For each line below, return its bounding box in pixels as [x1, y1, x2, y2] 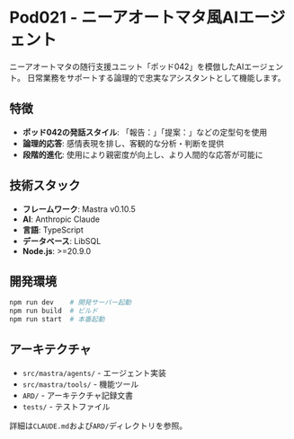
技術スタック [9, 178, 81, 193]
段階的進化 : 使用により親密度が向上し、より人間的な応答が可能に [22, 149, 263, 160]
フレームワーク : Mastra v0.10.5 [22, 203, 137, 215]
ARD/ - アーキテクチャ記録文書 [22, 390, 133, 400]
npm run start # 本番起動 [9, 315, 105, 324]
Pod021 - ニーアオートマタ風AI [9, 7, 239, 28]
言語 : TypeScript [22, 224, 84, 235]
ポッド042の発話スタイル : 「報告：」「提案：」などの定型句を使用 [22, 127, 268, 137]
